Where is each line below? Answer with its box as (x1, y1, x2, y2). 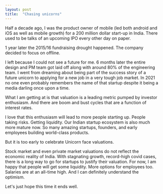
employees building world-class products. (5, 129, 90, 135)
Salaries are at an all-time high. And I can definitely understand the (5, 169, 139, 175)
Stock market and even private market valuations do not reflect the (5, 148, 139, 154)
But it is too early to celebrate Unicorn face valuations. (5, 139, 114, 145)
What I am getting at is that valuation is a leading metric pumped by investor (5, 94, 158, 100)
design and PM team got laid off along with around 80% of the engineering (5, 64, 155, 70)
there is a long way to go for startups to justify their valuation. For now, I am (5, 159, 157, 164)
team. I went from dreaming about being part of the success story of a (5, 69, 146, 75)
